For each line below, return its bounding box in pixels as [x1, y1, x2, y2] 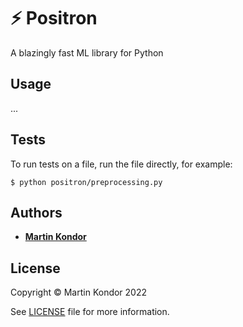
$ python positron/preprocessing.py [10, 177, 163, 187]
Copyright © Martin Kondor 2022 [10, 286, 148, 299]
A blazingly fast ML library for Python [10, 46, 164, 59]
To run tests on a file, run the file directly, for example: [10, 158, 233, 170]
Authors [10, 204, 63, 221]
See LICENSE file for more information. [10, 306, 170, 318]
